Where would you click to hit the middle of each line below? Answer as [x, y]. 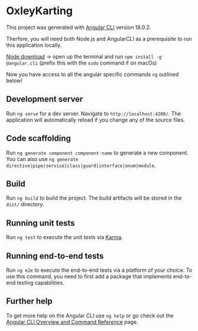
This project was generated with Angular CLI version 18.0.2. [79, 27]
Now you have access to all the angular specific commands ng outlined [92, 74]
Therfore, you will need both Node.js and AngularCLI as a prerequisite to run [99, 38]
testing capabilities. [40, 283]
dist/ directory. [25, 204]
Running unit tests [40, 223]
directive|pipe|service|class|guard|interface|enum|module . [81, 165]
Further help [30, 301]
